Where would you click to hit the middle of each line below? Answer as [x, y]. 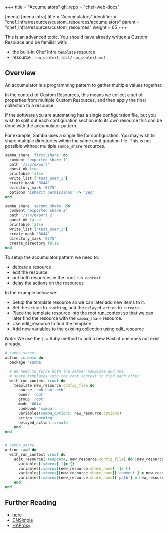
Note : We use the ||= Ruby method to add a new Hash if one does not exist [83, 339]
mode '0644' [31, 404]
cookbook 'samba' [36, 408]
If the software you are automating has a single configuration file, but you [81, 115]
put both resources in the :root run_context [57, 278]
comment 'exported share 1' [39, 160]
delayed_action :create [43, 422]
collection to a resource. [30, 105]
